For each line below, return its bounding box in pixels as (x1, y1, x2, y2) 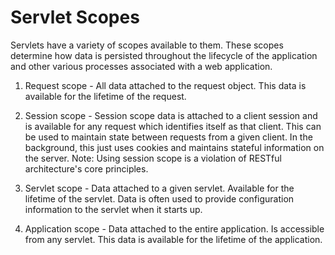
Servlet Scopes (10, 6, 140, 29)
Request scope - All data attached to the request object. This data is (24, 79, 307, 91)
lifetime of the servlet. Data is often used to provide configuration (24, 192, 295, 205)
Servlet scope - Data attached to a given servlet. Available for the (24, 182, 295, 194)
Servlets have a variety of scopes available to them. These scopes (10, 39, 284, 51)
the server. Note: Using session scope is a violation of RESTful (24, 152, 282, 164)
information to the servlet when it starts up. (24, 203, 203, 215)
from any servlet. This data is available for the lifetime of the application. (24, 233, 323, 245)
